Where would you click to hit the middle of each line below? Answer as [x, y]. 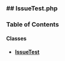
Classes [16, 39]
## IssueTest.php [32, 8]
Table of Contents [33, 24]
